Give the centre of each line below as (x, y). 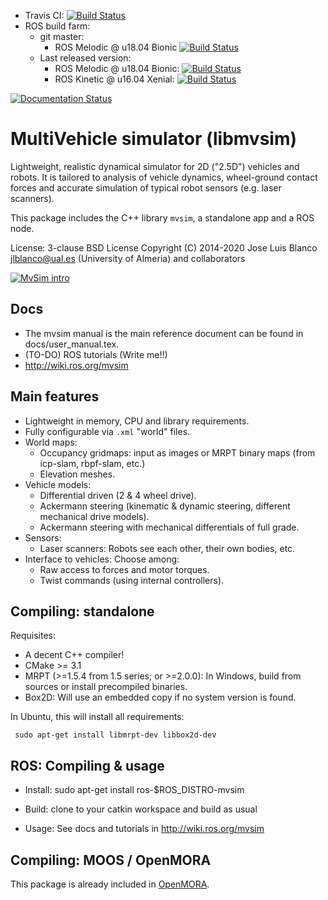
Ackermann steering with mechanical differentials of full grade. (169, 527)
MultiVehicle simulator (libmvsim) (154, 139)
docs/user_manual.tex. (72, 344)
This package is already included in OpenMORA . (110, 884)
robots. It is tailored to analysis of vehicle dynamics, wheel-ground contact (164, 177)
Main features (55, 396)
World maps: (51, 442)
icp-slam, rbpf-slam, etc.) (92, 463)
